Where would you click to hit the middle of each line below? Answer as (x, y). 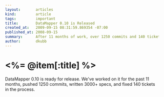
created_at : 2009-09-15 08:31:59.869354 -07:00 (57, 28)
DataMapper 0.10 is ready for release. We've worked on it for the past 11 (77, 79)
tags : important (30, 19)
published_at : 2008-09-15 (31, 32)
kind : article (28, 14)
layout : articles (29, 10)
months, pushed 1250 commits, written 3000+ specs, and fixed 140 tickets (80, 84)
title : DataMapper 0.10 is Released (50, 23)
